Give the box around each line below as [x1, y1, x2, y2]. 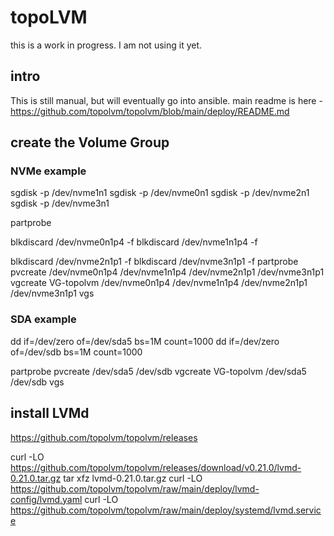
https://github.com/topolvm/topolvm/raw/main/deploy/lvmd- [10, 482, 260, 495]
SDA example [10, 312, 77, 326]
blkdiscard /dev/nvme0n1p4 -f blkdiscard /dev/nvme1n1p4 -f [10, 236, 258, 248]
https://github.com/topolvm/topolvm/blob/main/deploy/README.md [10, 105, 290, 117]
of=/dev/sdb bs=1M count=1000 [10, 346, 143, 358]
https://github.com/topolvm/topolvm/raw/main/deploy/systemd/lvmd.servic [10, 504, 322, 516]
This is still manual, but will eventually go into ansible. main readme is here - [10, 94, 323, 106]
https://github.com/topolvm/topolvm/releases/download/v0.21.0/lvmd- [10, 461, 302, 473]
